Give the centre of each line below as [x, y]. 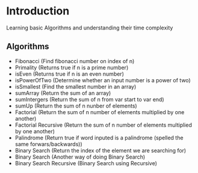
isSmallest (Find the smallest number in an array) [76, 86]
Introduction [38, 11]
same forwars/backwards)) [48, 144]
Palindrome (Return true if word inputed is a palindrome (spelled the [99, 138]
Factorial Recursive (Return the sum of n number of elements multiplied [104, 125]
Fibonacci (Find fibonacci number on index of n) [75, 61]
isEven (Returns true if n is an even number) [70, 74]
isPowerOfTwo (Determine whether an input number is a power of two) [103, 80]
